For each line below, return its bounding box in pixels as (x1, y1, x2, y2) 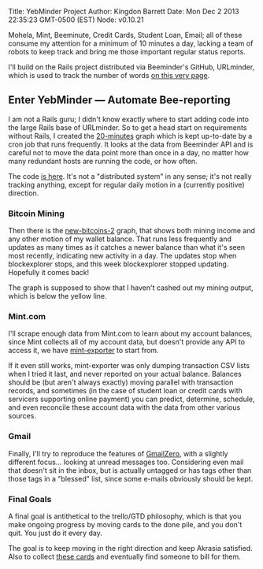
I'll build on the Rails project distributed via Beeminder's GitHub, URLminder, (8, 62, 255, 72)
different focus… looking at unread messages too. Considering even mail (8, 457, 244, 467)
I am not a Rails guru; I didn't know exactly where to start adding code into (8, 114, 250, 124)
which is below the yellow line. (8, 292, 107, 301)
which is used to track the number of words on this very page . (8, 71, 210, 80)
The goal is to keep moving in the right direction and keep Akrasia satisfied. (8, 544, 254, 552)
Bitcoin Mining (8, 208, 65, 219)
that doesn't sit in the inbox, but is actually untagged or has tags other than (8, 465, 252, 475)
